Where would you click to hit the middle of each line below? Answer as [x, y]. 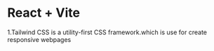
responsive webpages [39, 39]
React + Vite [44, 13]
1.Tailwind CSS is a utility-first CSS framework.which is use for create [107, 32]
